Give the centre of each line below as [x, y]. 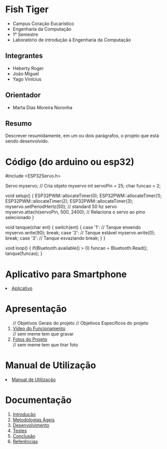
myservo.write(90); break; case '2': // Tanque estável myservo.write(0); [80, 233]
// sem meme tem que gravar [43, 334]
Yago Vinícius [27, 79]
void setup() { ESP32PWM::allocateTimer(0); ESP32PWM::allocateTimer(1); [83, 196]
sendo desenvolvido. [27, 141]
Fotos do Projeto [30, 339]
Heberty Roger [28, 68]
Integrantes [24, 56]
